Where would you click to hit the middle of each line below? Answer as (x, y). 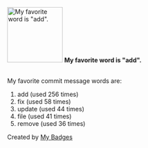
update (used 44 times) (50, 109)
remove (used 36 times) (51, 123)
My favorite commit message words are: (65, 81)
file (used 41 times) (44, 116)
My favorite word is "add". (103, 60)
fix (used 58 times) (44, 102)
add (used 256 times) (48, 94)
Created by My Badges (40, 137)
